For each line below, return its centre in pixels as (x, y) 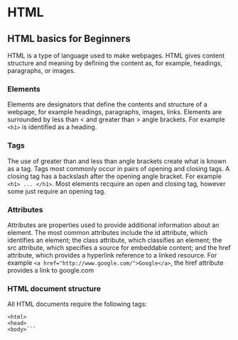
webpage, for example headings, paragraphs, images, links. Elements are (115, 112)
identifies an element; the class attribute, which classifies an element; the (115, 240)
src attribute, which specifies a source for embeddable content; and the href (119, 247)
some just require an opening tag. (57, 191)
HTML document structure (54, 288)
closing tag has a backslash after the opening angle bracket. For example (115, 176)
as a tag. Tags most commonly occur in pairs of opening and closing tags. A (119, 168)
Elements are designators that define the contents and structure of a (107, 104)
